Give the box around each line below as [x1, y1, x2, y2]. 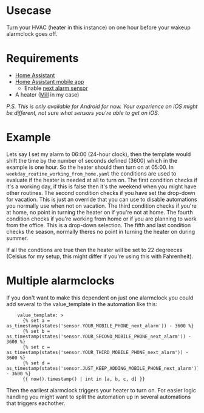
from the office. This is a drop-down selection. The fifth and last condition [6, 221, 191, 228]
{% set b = [22, 328, 50, 334]
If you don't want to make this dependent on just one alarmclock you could [6, 294, 194, 301]
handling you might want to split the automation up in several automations [6, 393, 191, 400]
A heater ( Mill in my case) [15, 90, 80, 98]
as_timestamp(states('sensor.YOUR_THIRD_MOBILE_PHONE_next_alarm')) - [6, 349, 189, 355]
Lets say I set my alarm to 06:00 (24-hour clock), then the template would [6, 150, 191, 158]
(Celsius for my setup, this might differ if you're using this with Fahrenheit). [6, 253, 194, 260]
